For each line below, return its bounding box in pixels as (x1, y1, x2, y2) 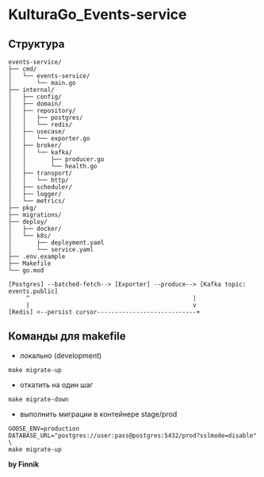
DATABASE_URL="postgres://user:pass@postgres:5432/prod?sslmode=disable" (8, 431, 258, 440)
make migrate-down (8, 395, 69, 403)
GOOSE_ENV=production (8, 425, 80, 433)
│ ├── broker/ (8, 141, 62, 149)
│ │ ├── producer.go (8, 156, 105, 163)
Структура (8, 37, 65, 51)
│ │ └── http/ (8, 176, 69, 184)
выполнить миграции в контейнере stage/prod (19, 409, 178, 418)
